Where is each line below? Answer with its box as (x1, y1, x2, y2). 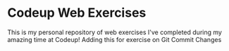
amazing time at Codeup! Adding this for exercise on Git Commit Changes (7, 35, 222, 43)
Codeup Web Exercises (7, 5, 147, 21)
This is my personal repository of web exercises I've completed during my (7, 28, 222, 36)
